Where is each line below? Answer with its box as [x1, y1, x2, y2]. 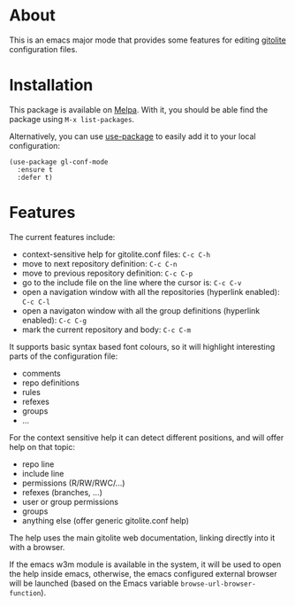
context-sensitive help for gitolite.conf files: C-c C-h [21, 249, 211, 260]
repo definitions [21, 377, 79, 388]
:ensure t [17, 165, 53, 174]
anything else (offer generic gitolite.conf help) [21, 515, 190, 525]
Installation [9, 75, 94, 96]
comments [21, 368, 61, 378]
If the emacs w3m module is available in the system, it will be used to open [9, 559, 282, 570]
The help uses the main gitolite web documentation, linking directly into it [9, 532, 276, 543]
